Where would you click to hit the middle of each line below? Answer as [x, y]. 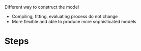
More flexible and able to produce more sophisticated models [74, 22]
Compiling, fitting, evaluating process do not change [65, 16]
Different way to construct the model [42, 7]
